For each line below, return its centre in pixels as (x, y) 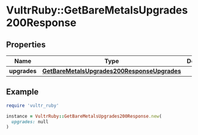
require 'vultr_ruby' (33, 106)
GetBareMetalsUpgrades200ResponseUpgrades (112, 71)
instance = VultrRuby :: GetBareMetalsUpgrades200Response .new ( (84, 116)
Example (22, 92)
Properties (26, 45)
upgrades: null (30, 121)
